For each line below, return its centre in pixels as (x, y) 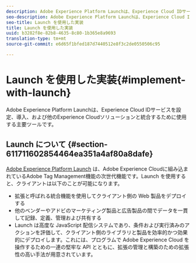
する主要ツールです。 (32, 124)
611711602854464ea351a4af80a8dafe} (80, 154)
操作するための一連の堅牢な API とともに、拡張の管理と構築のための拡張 (102, 247)
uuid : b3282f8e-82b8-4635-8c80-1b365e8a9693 (61, 33)
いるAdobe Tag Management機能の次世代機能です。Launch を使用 (96, 176)
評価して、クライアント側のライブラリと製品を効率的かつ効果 (114, 232)
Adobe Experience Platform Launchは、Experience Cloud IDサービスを (91, 109)
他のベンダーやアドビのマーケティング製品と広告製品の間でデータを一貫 (101, 210)
